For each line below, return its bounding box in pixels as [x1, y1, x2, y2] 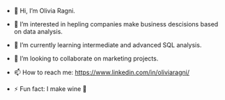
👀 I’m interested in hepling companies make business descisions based [13, 20, 219, 28]
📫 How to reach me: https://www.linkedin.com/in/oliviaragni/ [13, 68, 190, 76]
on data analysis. [13, 28, 63, 35]
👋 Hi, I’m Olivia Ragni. [13, 7, 75, 15]
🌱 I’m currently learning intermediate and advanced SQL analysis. [13, 41, 202, 49]
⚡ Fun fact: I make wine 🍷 [13, 85, 87, 93]
